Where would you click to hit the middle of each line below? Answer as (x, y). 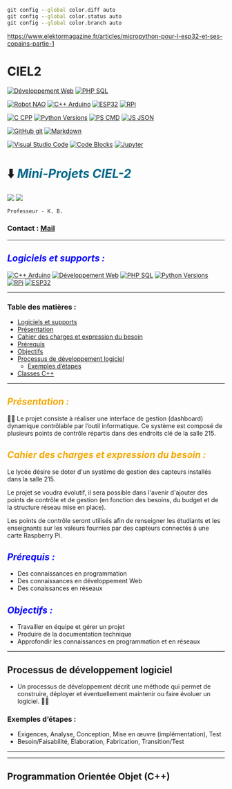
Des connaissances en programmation (72, 574)
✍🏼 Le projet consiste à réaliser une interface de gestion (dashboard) (105, 418)
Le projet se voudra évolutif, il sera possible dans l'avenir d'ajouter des (108, 493)
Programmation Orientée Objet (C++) (89, 776)
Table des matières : (42, 307)
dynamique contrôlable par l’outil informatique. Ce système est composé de (115, 425)
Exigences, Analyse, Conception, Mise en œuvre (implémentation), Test (119, 734)
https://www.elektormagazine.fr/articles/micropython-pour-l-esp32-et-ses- (115, 36)
